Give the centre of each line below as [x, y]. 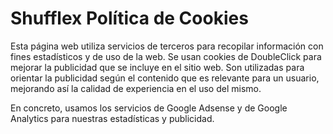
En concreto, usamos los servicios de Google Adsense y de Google [149, 108]
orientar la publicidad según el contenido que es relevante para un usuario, [165, 78]
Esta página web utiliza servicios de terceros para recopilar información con [167, 46]
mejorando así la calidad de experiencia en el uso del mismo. [136, 88]
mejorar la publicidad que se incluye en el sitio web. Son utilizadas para [157, 67]
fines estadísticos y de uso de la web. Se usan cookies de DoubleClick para [166, 56]
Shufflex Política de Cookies [129, 18]
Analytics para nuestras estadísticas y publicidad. [112, 118]
